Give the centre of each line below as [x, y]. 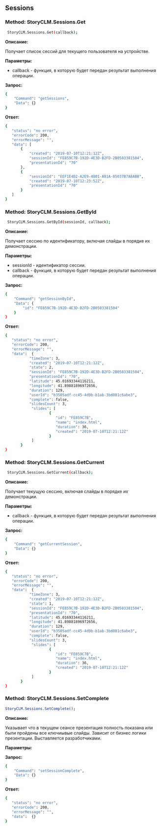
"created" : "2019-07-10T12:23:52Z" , [67, 181]
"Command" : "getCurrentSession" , [48, 544]
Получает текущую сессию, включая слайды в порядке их [67, 492]
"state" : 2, [41, 368]
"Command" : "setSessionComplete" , [49, 771]
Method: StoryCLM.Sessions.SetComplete [57, 699]
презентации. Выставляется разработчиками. [53, 738]
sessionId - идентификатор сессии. [49, 266]
